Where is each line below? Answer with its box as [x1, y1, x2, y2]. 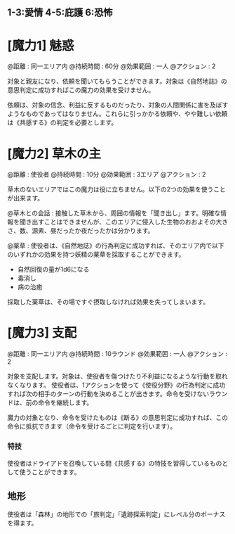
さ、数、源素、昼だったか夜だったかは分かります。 [7, 227, 154, 235]
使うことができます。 [19, 467, 81, 476]
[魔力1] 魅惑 [7, 37, 74, 53]
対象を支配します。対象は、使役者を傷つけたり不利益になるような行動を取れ [7, 372, 228, 381]
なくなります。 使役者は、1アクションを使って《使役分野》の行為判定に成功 [7, 381, 226, 389]
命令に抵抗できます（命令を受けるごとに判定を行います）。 [7, 422, 177, 431]
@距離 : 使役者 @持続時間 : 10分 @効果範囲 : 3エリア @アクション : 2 [7, 170, 206, 179]
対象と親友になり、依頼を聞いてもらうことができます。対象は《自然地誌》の [7, 77, 227, 86]
